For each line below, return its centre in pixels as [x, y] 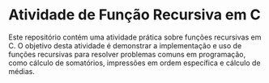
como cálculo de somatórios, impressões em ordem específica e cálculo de [134, 63]
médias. [21, 71]
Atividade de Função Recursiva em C [134, 15]
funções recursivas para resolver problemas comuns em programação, [127, 54]
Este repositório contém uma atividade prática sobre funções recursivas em [135, 37]
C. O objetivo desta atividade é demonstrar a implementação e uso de [125, 45]
